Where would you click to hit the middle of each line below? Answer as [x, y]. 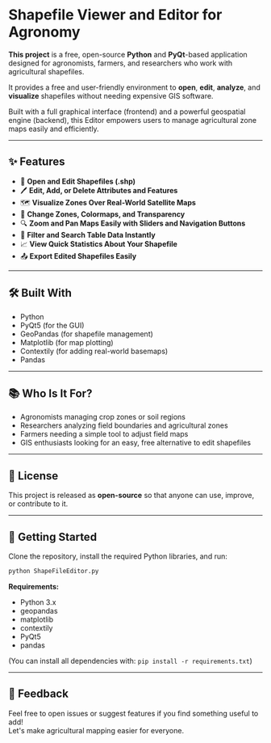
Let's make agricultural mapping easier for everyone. [96, 730]
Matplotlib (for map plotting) [67, 342]
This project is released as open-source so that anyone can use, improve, [131, 496]
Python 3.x [38, 602]
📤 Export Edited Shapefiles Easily [78, 255]
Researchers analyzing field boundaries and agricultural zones [124, 425]
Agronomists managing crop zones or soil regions [102, 417]
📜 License [33, 476]
